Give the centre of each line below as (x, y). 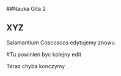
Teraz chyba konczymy (36, 66)
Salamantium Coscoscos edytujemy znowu (61, 43)
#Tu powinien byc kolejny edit (44, 54)
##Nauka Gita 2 (26, 9)
